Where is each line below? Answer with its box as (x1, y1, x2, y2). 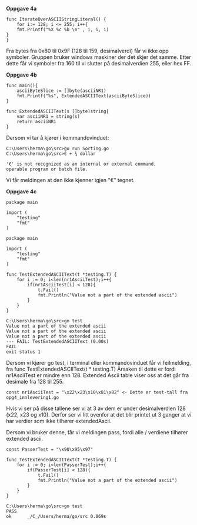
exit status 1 (6, 349, 41, 355)
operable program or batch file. (6, 166, 88, 172)
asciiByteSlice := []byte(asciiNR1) (16, 88, 107, 94)
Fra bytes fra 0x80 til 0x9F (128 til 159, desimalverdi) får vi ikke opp (6, 47, 169, 54)
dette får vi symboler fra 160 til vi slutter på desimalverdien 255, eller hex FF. (6, 60, 192, 67)
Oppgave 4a (6, 5, 37, 12)
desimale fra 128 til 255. (6, 378, 64, 385)
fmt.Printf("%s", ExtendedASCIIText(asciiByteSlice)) (16, 93, 151, 99)
